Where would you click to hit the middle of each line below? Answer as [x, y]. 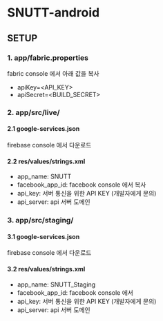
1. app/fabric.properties [48, 58]
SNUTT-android [54, 13]
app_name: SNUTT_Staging [56, 284]
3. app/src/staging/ [40, 220]
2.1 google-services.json [44, 129]
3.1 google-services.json [44, 236]
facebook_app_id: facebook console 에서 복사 [81, 185]
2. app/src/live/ [33, 112]
